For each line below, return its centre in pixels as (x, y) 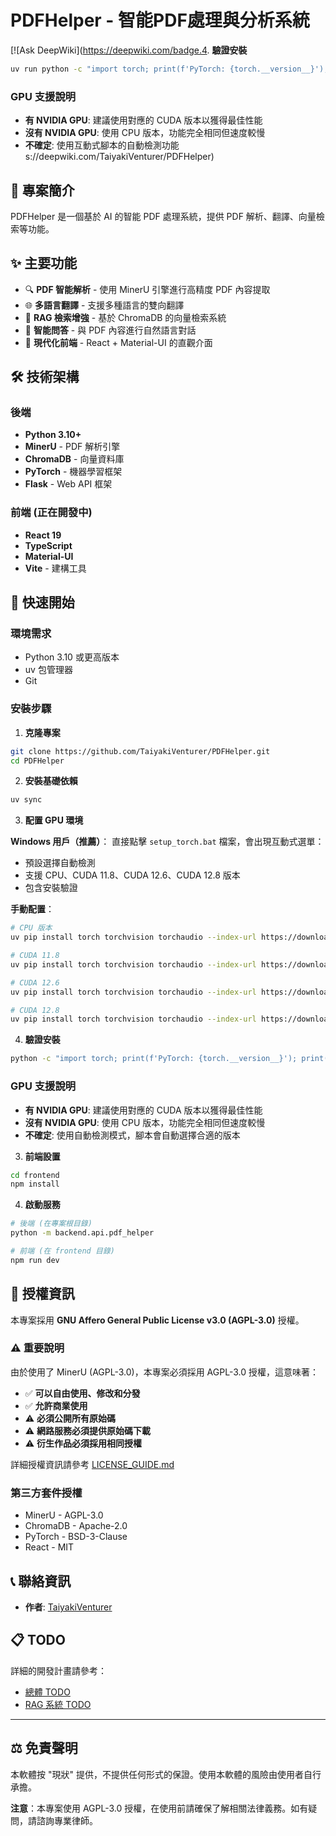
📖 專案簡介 (42, 190)
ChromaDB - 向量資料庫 (74, 459)
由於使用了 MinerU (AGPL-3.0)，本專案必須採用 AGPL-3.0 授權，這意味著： (164, 1372)
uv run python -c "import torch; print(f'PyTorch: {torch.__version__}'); (169, 69)
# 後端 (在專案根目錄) (51, 1224)
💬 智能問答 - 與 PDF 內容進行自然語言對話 (110, 330)
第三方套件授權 (46, 1493)
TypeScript (48, 545)
